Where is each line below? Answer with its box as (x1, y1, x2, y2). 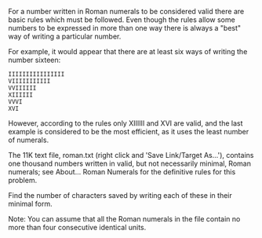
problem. (8, 176, 38, 185)
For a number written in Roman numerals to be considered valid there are (8, 7, 245, 16)
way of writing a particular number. (8, 31, 122, 41)
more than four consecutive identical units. (8, 223, 147, 232)
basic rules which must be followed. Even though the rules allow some (8, 15, 235, 24)
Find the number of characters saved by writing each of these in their (8, 191, 233, 200)
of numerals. (8, 135, 49, 145)
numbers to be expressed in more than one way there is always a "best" (8, 24, 242, 32)
